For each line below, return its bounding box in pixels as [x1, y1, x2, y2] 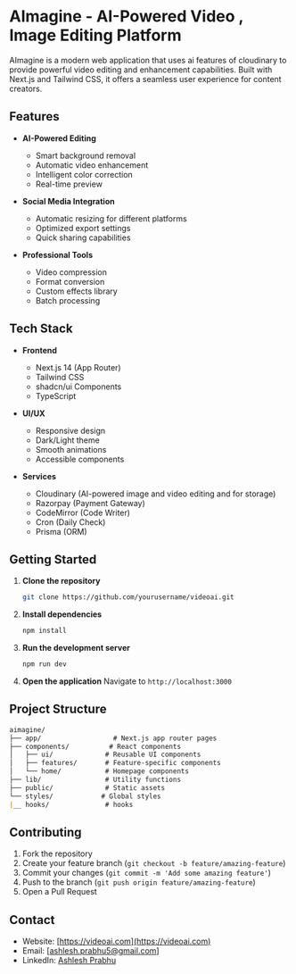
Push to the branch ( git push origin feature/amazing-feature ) [21, 877, 256, 887]
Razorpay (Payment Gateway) [35, 497, 145, 508]
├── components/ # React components [9, 742, 181, 751]
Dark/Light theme [35, 435, 100, 445]
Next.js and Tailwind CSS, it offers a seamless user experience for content [9, 73, 283, 84]
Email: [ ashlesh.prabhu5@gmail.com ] [21, 945, 160, 956]
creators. [9, 83, 43, 94]
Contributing [9, 824, 82, 840]
